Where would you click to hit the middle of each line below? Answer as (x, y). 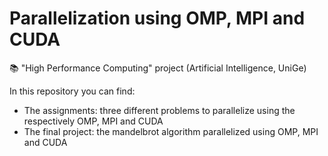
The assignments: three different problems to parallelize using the (159, 110)
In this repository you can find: (72, 91)
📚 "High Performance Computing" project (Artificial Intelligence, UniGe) (158, 68)
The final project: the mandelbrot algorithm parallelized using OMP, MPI (171, 131)
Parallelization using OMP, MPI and (157, 18)
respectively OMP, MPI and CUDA (93, 121)
